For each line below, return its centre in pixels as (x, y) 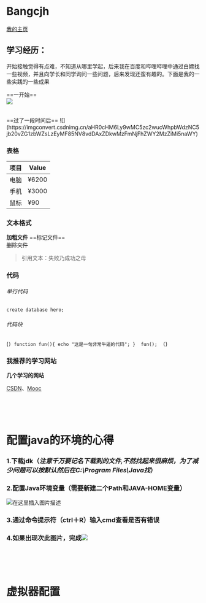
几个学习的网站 (25, 375)
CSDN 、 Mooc (24, 388)
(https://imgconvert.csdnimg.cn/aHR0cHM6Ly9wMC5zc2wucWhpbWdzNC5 (103, 127)
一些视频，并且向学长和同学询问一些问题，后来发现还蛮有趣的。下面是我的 (100, 74)
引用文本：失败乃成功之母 (54, 258)
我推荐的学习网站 (32, 361)
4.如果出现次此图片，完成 (44, 538)
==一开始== (22, 94)
